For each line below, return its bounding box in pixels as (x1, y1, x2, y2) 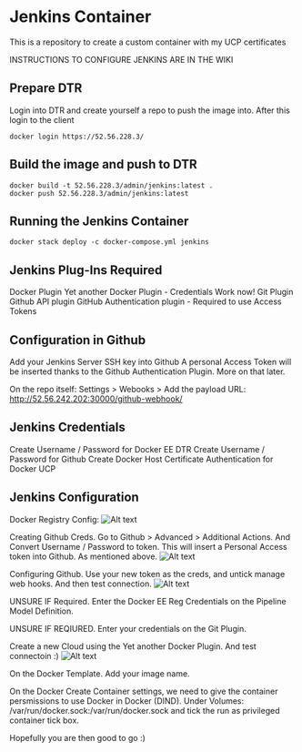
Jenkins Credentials (9, 420, 126, 435)
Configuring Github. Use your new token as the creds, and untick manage (9, 568, 286, 579)
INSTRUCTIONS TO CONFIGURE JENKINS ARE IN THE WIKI (9, 54, 234, 65)
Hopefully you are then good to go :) (9, 732, 146, 743)
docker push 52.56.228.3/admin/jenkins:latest (9, 188, 189, 198)
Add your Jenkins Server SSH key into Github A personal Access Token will (9, 357, 292, 367)
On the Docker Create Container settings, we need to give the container (9, 686, 278, 696)
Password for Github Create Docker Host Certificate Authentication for (9, 453, 274, 464)
